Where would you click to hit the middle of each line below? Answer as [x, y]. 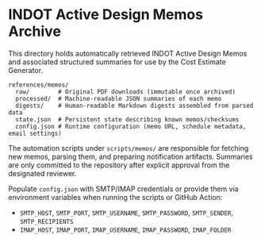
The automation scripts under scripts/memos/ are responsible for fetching [129, 148]
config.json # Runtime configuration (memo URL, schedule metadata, [131, 126]
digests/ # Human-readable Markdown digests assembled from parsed [134, 106]
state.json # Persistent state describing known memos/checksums [127, 119]
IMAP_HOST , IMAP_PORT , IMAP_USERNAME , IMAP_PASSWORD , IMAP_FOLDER [125, 229]
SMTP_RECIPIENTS [46, 221]
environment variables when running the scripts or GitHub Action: [115, 197]
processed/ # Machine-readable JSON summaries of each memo [119, 98]
